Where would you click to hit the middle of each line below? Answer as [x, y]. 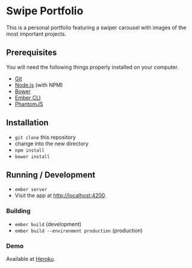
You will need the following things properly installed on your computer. [92, 67]
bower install [32, 156]
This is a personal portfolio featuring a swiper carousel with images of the [96, 27]
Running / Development [51, 175]
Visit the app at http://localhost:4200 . [61, 196]
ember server [31, 190]
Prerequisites [32, 53]
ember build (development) [48, 224]
